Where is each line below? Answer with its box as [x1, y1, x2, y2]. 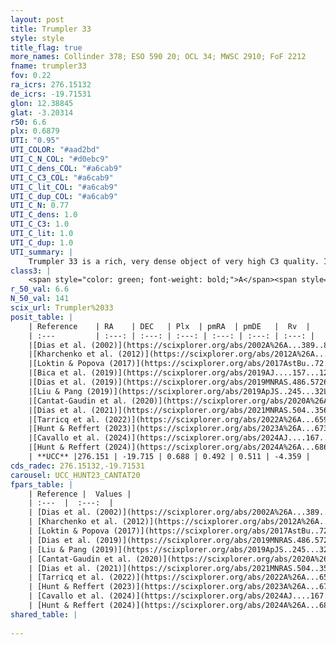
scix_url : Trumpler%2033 [10, 303, 114, 313]
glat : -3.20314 [10, 107, 74, 118]
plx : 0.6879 [10, 126, 60, 136]
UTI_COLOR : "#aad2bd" [10, 145, 101, 155]
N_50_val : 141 [10, 294, 70, 304]
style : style [10, 33, 65, 43]
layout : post [10, 14, 65, 25]
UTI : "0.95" [10, 136, 60, 146]
